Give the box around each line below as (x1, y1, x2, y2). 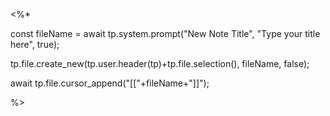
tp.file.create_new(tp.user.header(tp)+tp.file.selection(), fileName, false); (10, 58, 310, 69)
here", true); (10, 39, 60, 50)
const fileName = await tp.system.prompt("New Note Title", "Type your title (10, 28, 321, 39)
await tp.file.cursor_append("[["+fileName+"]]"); (10, 77, 210, 89)
